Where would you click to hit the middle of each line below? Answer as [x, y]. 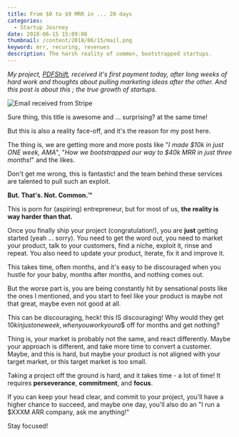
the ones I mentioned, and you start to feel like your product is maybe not [115, 296]
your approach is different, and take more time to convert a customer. [110, 346]
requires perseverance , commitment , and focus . [80, 383]
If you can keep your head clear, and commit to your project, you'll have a [116, 396]
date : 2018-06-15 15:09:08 [47, 34]
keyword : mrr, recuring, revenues [59, 47]
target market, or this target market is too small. [77, 361]
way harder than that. [40, 216]
